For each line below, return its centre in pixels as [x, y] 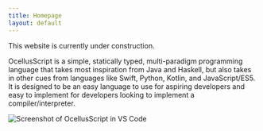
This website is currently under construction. [81, 45]
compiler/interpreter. [42, 103]
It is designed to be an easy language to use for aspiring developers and [126, 86]
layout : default [35, 23]
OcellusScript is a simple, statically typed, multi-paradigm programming [126, 61]
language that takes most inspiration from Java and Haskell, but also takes [130, 69]
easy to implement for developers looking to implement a [101, 94]
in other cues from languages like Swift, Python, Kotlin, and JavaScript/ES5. [132, 78]
